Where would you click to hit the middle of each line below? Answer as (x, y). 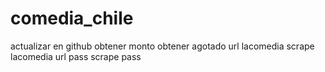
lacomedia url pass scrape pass (76, 56)
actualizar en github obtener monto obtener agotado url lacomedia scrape (162, 46)
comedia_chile (72, 18)
